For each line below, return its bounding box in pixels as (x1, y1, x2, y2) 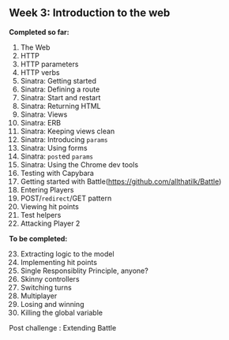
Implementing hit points (20, 257, 98, 267)
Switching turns (20, 282, 72, 292)
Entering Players (20, 185, 74, 194)
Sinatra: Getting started (20, 76, 97, 85)
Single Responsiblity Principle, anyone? (20, 266, 148, 275)
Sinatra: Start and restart (20, 92, 101, 102)
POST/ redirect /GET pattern (20, 193, 112, 203)
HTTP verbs (20, 67, 60, 77)
